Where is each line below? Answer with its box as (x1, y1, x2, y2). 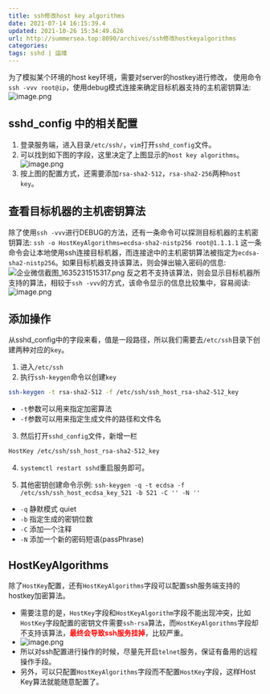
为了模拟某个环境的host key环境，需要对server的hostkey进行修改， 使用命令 (8, 73, 262, 81)
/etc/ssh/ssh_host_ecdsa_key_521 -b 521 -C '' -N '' (19, 489, 201, 497)
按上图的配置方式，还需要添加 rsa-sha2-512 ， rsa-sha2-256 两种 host (19, 168, 241, 178)
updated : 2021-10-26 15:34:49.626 (8, 27, 125, 35)
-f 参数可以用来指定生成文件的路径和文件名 (19, 414, 162, 424)
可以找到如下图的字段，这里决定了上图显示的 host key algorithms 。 (19, 150, 243, 160)
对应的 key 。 (29, 345, 69, 355)
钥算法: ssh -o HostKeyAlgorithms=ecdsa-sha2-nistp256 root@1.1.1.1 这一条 (8, 237, 262, 247)
